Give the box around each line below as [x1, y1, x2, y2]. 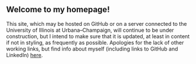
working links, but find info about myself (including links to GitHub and [6, 45, 178, 52]
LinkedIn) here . [6, 51, 43, 58]
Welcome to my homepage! [6, 5, 110, 15]
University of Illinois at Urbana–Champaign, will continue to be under [6, 26, 174, 33]
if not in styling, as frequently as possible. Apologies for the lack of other [6, 39, 184, 46]
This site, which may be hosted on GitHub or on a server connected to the [6, 20, 187, 27]
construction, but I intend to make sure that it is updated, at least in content [6, 32, 190, 40]
